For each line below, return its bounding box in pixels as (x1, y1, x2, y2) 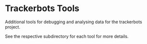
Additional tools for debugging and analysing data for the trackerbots (5, 19, 142, 25)
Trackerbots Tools (5, 3, 80, 14)
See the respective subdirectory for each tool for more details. (5, 33, 129, 39)
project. (5, 24, 21, 29)
